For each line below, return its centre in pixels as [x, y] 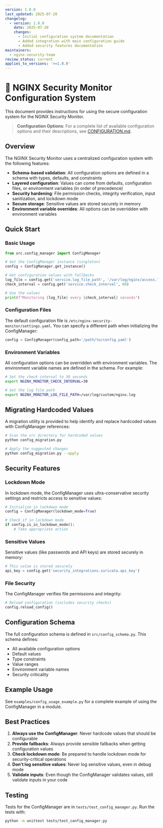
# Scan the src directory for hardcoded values [54, 436]
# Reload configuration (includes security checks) [58, 603]
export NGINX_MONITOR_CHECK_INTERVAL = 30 [47, 381]
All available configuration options [46, 648]
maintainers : [18, 50]
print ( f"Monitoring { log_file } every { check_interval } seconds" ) [72, 297]
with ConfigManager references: [38, 427]
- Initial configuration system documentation [66, 37]
